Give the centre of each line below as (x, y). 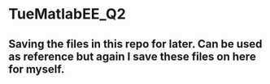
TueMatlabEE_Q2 (67, 14)
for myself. (37, 69)
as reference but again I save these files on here (132, 56)
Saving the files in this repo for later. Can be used (135, 44)
